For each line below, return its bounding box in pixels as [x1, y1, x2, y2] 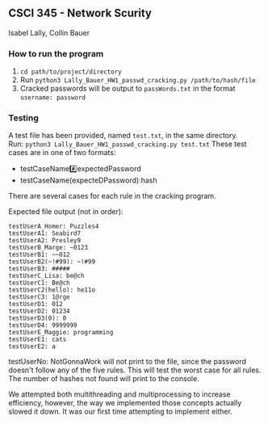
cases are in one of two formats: [8, 148, 116, 157]
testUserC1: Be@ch [8, 279, 70, 288]
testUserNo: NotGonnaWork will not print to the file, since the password [8, 357, 246, 367]
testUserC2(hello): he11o [8, 286, 95, 294]
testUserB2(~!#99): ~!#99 [8, 258, 95, 266]
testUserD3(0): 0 [8, 314, 67, 322]
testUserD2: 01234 [8, 307, 70, 316]
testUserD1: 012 [8, 300, 63, 309]
